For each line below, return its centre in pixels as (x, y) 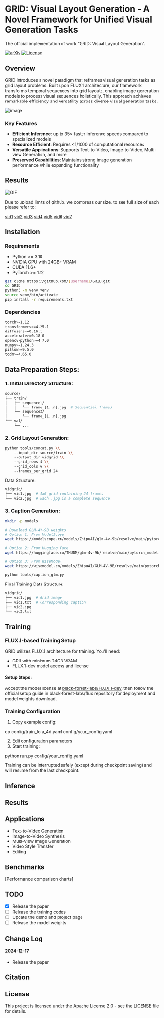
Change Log (24, 938)
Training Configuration (32, 711)
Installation (22, 232)
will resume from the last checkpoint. (42, 770)
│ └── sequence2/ (25, 412)
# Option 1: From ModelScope (35, 535)
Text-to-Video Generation (38, 831)
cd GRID (13, 286)
